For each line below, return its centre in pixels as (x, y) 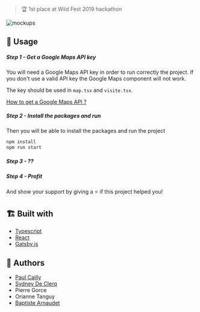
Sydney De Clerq (36, 284)
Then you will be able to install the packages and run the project (86, 131)
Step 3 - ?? (20, 161)
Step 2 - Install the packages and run (54, 115)
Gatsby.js (27, 244)
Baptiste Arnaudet (37, 303)
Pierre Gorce (31, 290)
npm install (21, 142)
